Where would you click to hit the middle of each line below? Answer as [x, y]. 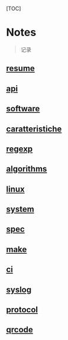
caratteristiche [34, 129]
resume [21, 68]
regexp [20, 149]
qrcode [20, 330]
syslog [19, 289]
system [20, 209]
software [23, 109]
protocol [22, 310]
